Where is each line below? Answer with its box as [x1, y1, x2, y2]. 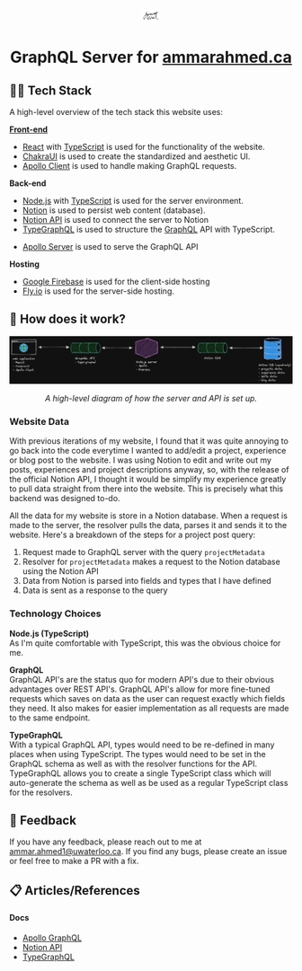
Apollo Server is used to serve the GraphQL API [22, 242, 200, 252]
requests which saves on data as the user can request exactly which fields [9, 693, 286, 703]
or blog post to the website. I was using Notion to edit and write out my [9, 455, 272, 465]
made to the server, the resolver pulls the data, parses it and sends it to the [9, 520, 288, 531]
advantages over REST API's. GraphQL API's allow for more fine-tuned [9, 684, 271, 694]
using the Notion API [22, 566, 99, 577]
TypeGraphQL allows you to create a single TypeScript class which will [9, 767, 271, 779]
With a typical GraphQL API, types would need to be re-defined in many [9, 739, 275, 750]
